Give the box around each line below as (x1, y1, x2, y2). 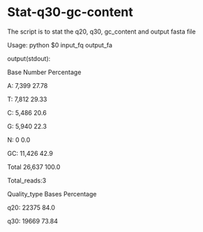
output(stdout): (7, 54, 51, 63)
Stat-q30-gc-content (7, 4, 134, 20)
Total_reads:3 (7, 176, 47, 184)
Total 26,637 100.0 (7, 162, 61, 171)
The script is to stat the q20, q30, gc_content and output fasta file (7, 27, 196, 36)
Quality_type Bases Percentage (7, 189, 97, 198)
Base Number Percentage (7, 68, 82, 76)
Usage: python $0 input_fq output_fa (7, 41, 113, 49)
